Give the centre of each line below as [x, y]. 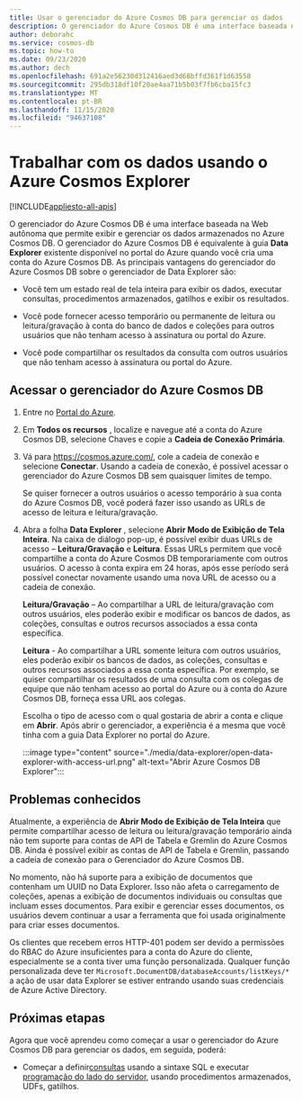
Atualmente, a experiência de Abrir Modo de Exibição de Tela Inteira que [145, 821]
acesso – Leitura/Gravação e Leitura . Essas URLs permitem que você [152, 549]
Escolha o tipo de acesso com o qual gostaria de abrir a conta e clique [152, 715]
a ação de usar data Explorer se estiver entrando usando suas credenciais [147, 980]
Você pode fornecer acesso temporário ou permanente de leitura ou [149, 317]
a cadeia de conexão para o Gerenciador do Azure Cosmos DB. [127, 859]
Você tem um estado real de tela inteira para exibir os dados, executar [152, 290]
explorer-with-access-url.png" [79, 762]
